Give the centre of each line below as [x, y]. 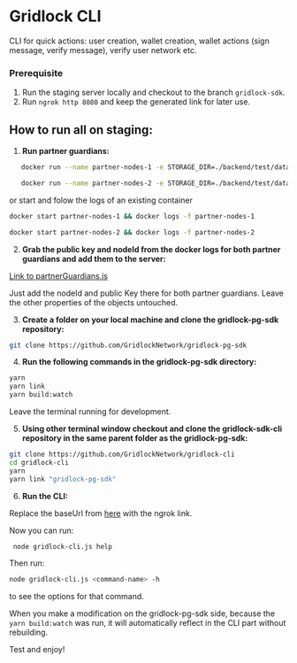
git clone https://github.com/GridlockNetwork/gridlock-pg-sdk [128, 345]
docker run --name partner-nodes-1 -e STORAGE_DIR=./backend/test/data [156, 167]
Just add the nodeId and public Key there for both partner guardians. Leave [147, 293]
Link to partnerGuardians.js [59, 275]
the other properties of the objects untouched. [94, 302]
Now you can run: [42, 530]
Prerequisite [36, 73]
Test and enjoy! [37, 650]
